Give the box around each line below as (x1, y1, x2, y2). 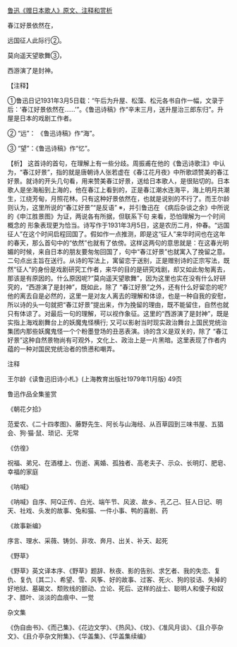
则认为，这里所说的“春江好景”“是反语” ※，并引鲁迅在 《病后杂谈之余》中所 (7, 204, 224, 211)
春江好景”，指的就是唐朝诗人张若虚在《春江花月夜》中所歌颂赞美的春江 (22, 168, 229, 176)
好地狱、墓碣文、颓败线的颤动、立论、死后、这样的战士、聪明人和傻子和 (7, 584, 217, 593)
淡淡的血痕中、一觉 (37, 593, 94, 601)
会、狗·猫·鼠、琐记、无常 (7, 429, 80, 437)
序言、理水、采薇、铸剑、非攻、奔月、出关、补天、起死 (7, 537, 168, 544)
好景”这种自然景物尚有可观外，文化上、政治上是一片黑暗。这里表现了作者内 (7, 336, 227, 344)
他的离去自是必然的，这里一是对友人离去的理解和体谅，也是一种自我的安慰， (7, 292, 230, 300)
